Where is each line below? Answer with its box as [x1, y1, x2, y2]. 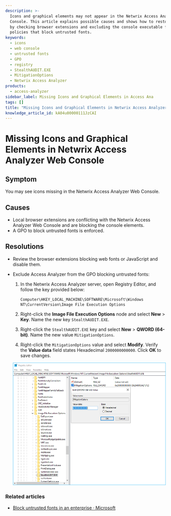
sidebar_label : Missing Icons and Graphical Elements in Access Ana [5, 94, 154, 99]
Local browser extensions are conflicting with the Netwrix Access [12, 217, 151, 223]
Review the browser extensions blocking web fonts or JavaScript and [12, 255, 158, 262]
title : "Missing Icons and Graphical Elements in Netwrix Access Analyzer [5, 105, 167, 110]
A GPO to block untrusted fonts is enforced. [12, 227, 104, 234]
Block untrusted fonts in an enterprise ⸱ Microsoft [12, 505, 116, 511]
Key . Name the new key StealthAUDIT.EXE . [20, 316, 109, 322]
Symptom [5, 175, 37, 184]
